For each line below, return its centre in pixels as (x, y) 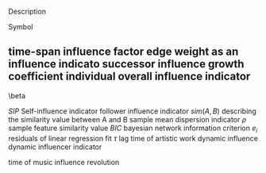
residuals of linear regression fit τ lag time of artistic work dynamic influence (133, 138)
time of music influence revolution (64, 162)
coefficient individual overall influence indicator (129, 77)
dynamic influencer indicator (55, 147)
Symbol (21, 27)
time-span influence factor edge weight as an (123, 52)
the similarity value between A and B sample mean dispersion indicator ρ (127, 119)
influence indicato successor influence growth (126, 64)
